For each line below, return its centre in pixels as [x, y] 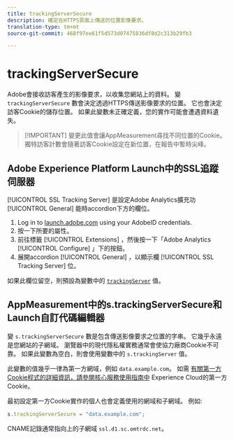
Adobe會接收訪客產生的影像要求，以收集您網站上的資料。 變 [94, 95]
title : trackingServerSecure [50, 14]
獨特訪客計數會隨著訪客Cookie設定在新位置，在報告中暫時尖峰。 [117, 144]
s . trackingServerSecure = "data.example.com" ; [76, 414]
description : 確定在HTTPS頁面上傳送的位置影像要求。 [77, 20]
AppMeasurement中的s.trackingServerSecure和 [115, 305]
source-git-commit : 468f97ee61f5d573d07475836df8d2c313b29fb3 [100, 33]
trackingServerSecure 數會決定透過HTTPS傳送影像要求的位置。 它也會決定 [115, 103]
